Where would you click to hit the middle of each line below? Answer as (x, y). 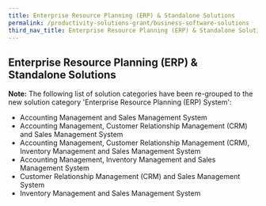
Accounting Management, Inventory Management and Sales (118, 160)
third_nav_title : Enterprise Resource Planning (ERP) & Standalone (122, 30)
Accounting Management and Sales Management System (113, 118)
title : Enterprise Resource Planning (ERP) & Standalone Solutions (122, 15)
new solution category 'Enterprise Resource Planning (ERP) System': (120, 102)
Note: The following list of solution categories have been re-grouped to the (131, 94)
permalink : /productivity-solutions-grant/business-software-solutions (129, 23)
